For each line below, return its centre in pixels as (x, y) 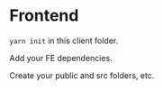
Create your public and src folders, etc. (82, 75)
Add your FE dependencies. (61, 58)
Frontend (44, 16)
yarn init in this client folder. (64, 40)
